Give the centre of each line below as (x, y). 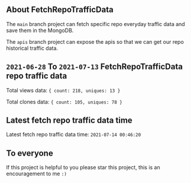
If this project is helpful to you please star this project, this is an (83, 168)
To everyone (30, 153)
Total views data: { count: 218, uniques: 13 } (63, 90)
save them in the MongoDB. (40, 30)
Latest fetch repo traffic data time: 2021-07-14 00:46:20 (74, 134)
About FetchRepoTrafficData (60, 10)
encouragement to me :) (36, 174)
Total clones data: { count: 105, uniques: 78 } (64, 102)
